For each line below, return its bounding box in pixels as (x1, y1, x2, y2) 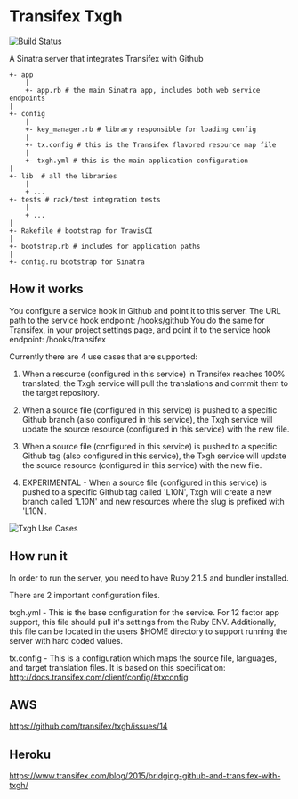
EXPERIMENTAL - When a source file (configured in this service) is (21, 477, 267, 488)
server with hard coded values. (9, 635, 123, 646)
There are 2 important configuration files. (9, 589, 160, 600)
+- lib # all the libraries (9, 171, 117, 180)
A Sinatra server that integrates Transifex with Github (9, 53, 204, 63)
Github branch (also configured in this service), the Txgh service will (21, 414, 273, 424)
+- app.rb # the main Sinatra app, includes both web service (25, 86, 261, 95)
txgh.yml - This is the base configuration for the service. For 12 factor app (9, 606, 280, 617)
